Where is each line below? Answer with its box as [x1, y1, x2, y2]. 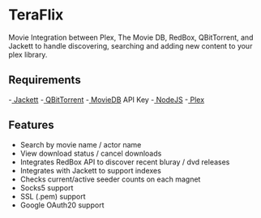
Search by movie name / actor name [19, 139, 142, 149]
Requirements [8, 73, 81, 87]
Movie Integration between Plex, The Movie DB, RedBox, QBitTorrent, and [8, 32, 254, 42]
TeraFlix [8, 6, 64, 24]
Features [8, 118, 54, 132]
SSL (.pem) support [19, 191, 87, 201]
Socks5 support [19, 182, 74, 192]
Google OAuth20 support [19, 200, 105, 210]
